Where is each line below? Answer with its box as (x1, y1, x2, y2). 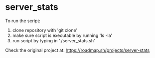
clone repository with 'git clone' (12, 27, 78, 33)
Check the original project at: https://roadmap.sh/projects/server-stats (5, 47, 150, 53)
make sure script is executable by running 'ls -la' (12, 32, 113, 38)
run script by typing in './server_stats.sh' (12, 37, 96, 43)
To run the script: (5, 18, 41, 24)
